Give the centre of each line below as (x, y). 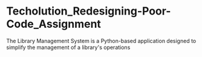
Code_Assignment (54, 24)
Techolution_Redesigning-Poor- (89, 11)
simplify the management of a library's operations (68, 47)
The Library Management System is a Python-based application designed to (101, 41)
